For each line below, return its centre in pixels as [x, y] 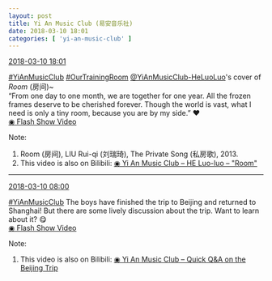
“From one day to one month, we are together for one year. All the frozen [130, 96]
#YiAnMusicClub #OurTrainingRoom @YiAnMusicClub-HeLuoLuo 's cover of [135, 77]
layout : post [30, 16]
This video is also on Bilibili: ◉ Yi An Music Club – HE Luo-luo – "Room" [138, 164]
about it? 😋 [28, 219]
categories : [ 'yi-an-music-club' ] [70, 38]
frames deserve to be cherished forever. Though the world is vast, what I [130, 104]
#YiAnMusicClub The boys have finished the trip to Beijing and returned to [132, 202]
